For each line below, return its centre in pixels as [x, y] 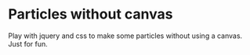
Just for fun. [28, 43]
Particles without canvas [91, 14]
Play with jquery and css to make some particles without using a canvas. [125, 36]
